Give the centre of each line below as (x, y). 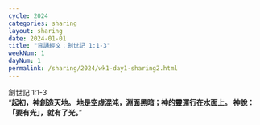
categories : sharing (43, 23)
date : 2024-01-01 (37, 38)
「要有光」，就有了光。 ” (45, 112)
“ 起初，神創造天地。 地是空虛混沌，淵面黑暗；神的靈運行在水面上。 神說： (132, 102)
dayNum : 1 (25, 61)
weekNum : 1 (27, 53)
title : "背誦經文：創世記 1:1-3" (60, 46)
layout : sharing (35, 31)
